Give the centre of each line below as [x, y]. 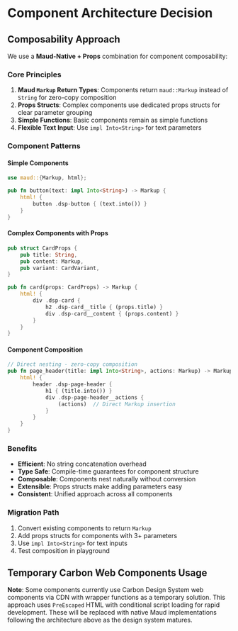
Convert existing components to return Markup [84, 528]
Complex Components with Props [58, 233]
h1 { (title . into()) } [79, 391]
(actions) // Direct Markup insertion [117, 404]
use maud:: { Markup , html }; [47, 178]
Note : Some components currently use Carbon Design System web [106, 590]
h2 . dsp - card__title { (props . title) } [104, 307]
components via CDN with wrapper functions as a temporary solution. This [116, 598]
